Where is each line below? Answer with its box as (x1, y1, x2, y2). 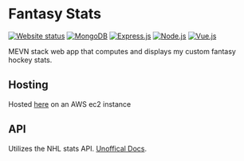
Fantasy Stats (8, 5, 102, 23)
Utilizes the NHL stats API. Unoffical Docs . (8, 143, 148, 153)
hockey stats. (8, 55, 53, 65)
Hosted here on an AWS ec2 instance (8, 99, 132, 108)
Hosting (8, 78, 49, 92)
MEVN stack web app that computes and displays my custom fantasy (8, 46, 237, 56)
